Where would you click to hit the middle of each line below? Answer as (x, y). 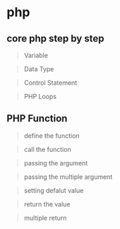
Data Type (39, 69)
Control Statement (50, 83)
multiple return (45, 218)
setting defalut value (54, 190)
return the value (47, 204)
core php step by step (55, 39)
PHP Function (37, 118)
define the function (52, 136)
